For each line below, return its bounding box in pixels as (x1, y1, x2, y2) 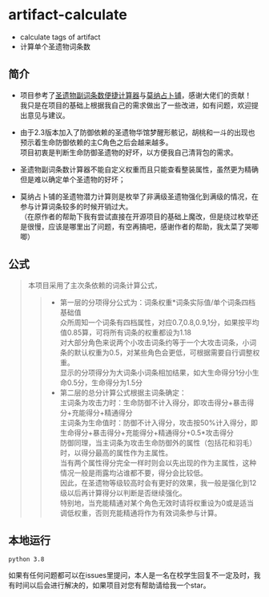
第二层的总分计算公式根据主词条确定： (59, 388, 187, 397)
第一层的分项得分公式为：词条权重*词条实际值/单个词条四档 (59, 297, 256, 307)
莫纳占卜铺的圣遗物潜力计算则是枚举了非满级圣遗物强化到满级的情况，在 (19, 191, 259, 201)
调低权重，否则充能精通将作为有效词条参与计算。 (59, 508, 222, 518)
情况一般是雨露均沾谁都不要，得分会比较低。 (59, 468, 208, 477)
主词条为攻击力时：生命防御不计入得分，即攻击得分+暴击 (59, 397, 247, 407)
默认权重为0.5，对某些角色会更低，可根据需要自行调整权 (74, 347, 260, 357)
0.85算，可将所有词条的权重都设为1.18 (66, 327, 192, 337)
